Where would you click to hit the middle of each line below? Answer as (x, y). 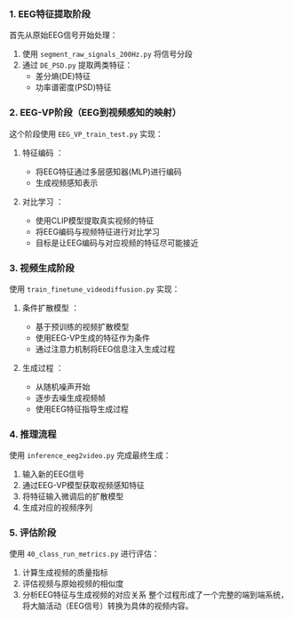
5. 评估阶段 (33, 533)
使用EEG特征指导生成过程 (82, 409)
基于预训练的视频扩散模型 (82, 326)
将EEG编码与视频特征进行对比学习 (97, 231)
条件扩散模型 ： (51, 308)
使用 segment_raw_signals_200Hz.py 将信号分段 (107, 54)
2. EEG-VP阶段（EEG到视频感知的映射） (95, 113)
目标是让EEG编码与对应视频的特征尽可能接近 (117, 243)
